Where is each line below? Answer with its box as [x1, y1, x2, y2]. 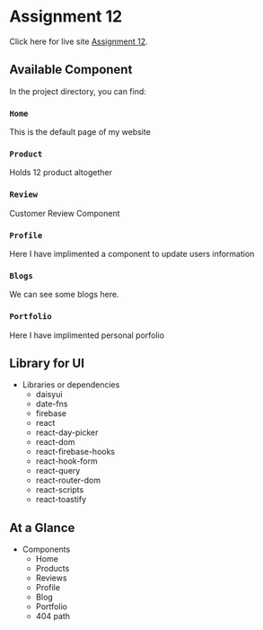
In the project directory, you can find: [9, 85, 146, 96]
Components [22, 544, 71, 555]
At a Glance [9, 519, 75, 536]
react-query [35, 466, 81, 476]
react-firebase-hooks [35, 447, 116, 457]
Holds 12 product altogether [9, 167, 112, 178]
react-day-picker [35, 427, 99, 438]
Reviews [35, 572, 67, 583]
